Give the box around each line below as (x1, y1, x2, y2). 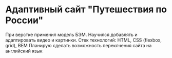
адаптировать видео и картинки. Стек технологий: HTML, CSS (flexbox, (5, 37, 162, 43)
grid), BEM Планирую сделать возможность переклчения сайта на (5, 42, 152, 48)
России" (5, 14, 44, 26)
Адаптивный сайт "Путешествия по (5, 4, 167, 15)
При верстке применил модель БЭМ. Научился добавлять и (5, 31, 138, 37)
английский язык (5, 48, 43, 54)
